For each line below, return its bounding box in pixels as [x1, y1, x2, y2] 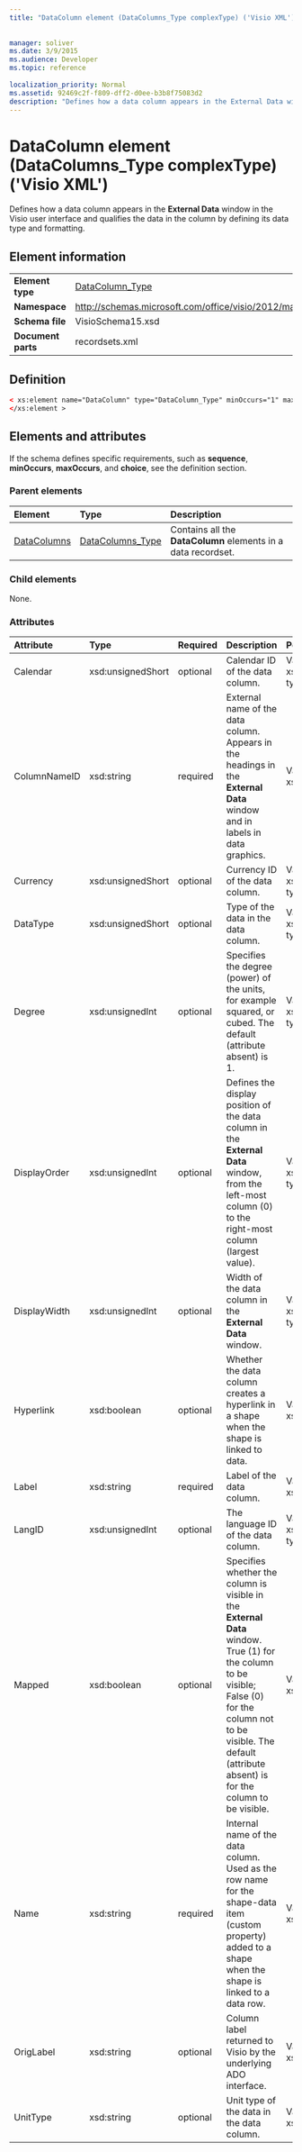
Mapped [13, 1679, 49, 1692]
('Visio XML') [9, 174, 109, 195]
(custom [226, 1919, 262, 1931]
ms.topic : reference [9, 64, 87, 73]
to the [226, 1212, 252, 1224]
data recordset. [170, 546, 235, 558]
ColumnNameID [13, 770, 81, 783]
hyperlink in [226, 1398, 276, 1411]
